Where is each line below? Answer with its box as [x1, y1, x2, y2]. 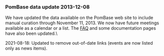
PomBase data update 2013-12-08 [5, 3, 90, 10]
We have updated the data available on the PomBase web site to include [5, 15, 154, 21]
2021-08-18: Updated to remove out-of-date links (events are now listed [5, 40, 153, 46]
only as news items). [5, 46, 47, 52]
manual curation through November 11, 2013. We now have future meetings [5, 20, 160, 26]
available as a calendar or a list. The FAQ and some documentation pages [5, 25, 156, 31]
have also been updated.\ [5, 31, 58, 37]
